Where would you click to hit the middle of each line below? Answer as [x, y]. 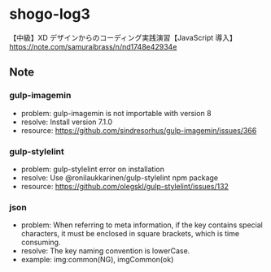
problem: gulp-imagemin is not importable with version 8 [116, 113]
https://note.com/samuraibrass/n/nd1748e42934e [93, 46]
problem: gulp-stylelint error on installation [93, 169]
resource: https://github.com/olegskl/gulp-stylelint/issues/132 [125, 186]
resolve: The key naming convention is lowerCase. [105, 251]
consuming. [41, 242]
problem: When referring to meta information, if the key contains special [142, 225]
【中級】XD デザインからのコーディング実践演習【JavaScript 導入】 [123, 37]
